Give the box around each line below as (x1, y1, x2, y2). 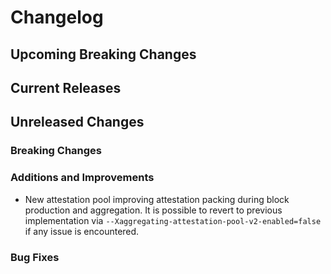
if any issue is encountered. (24, 225, 140, 237)
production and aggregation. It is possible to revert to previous (24, 204, 283, 216)
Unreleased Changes (10, 114, 145, 131)
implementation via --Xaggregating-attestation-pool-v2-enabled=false (24, 214, 322, 226)
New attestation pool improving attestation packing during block (24, 193, 290, 205)
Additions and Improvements (10, 171, 155, 185)
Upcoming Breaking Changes (10, 46, 197, 63)
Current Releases (10, 79, 122, 96)
